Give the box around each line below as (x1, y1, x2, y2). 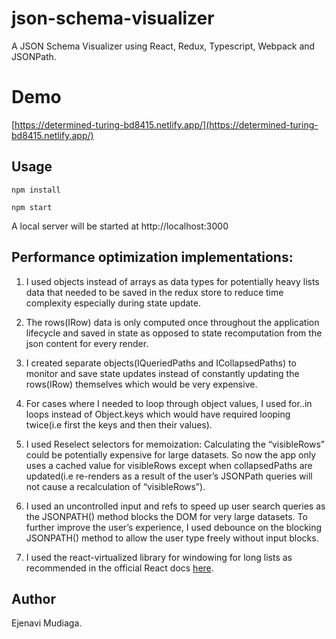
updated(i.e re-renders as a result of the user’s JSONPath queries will (25, 470, 313, 482)
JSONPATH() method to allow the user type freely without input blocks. (25, 532, 319, 544)
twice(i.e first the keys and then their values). (25, 418, 213, 431)
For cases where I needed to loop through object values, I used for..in (25, 397, 313, 409)
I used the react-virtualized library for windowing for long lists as (25, 551, 293, 563)
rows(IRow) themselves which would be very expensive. (25, 378, 258, 390)
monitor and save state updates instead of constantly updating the (25, 367, 300, 379)
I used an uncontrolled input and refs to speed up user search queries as (25, 500, 326, 512)
